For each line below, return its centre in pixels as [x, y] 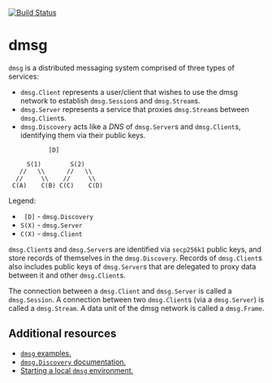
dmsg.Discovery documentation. [73, 362]
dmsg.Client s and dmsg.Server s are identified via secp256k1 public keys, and [135, 249]
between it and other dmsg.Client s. [67, 275]
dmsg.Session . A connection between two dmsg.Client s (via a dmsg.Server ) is [136, 299]
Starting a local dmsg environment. [77, 370]
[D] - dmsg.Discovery [59, 216]
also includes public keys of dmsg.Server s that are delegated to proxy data [132, 266]
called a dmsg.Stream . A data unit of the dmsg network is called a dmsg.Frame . [136, 308]
